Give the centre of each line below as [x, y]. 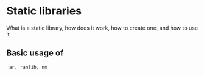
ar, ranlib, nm [28, 67]
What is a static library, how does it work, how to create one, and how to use [102, 28]
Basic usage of [35, 53]
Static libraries [44, 11]
